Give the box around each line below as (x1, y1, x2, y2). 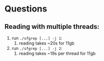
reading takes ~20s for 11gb (18, 40, 75, 46)
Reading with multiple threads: (4, 23, 100, 31)
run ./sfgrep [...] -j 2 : (11, 46, 63, 51)
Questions (4, 3, 47, 14)
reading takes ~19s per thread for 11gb (18, 50, 96, 56)
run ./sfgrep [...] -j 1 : (11, 35, 63, 41)
